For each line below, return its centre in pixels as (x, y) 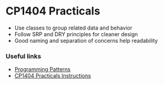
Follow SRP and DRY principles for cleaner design (76, 34)
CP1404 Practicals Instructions (52, 76)
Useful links (24, 56)
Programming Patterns (42, 69)
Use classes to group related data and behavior (73, 28)
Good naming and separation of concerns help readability (86, 40)
